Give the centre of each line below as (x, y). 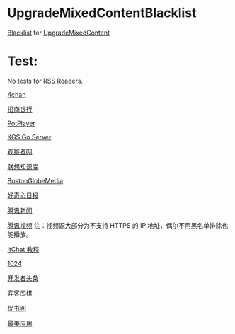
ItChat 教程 (23, 249)
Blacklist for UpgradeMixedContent (59, 33)
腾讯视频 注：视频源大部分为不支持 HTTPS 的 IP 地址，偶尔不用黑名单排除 (115, 225)
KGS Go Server (29, 137)
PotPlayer (21, 123)
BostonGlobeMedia (35, 180)
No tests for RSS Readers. (45, 81)
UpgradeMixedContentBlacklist (102, 13)
